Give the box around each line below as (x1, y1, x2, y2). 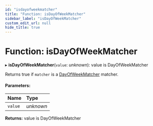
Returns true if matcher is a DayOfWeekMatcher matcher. (5, 71, 119, 78)
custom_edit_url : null (5, 20, 51, 26)
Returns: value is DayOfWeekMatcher (5, 115, 81, 121)
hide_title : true (5, 25, 40, 30)
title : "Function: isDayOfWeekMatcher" (5, 12, 86, 16)
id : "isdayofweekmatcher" (5, 7, 57, 12)
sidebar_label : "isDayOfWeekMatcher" (5, 16, 82, 21)
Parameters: (5, 82, 31, 88)
